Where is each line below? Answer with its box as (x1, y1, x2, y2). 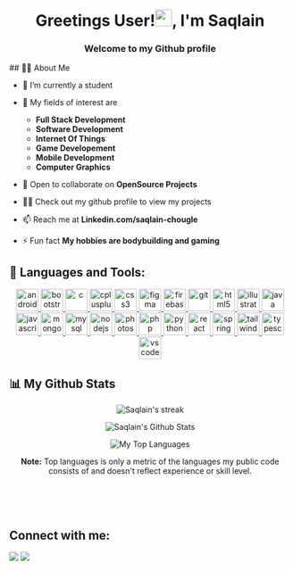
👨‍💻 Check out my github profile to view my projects (21, 196, 212, 207)
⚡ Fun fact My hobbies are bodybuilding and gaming (21, 235, 221, 246)
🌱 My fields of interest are (21, 97, 118, 108)
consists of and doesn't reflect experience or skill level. (48, 466, 252, 476)
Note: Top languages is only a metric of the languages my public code (21, 456, 280, 467)
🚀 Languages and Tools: (9, 264, 146, 280)
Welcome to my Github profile (84, 43, 216, 55)
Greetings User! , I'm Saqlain (35, 11, 265, 31)
